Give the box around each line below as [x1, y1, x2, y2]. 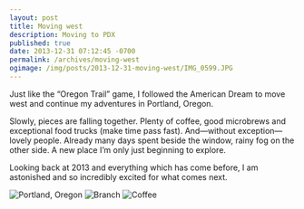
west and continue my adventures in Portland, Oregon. [9, 98, 214, 109]
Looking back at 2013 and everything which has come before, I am [9, 162, 259, 173]
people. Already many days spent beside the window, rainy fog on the [33, 135, 295, 146]
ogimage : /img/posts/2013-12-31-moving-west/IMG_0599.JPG [9, 64, 233, 73]
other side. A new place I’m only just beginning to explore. [9, 144, 227, 155]
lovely [9, 135, 32, 146]
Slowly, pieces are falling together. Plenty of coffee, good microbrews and [9, 115, 287, 127]
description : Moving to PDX [9, 30, 116, 39]
